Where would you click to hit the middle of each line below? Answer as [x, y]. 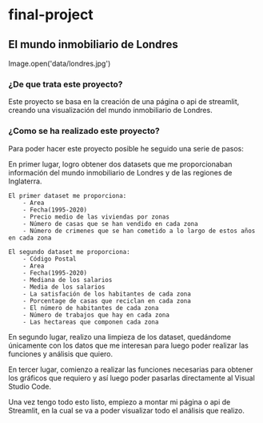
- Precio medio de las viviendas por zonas [96, 217]
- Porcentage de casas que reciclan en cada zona [107, 301]
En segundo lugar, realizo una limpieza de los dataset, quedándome [120, 336]
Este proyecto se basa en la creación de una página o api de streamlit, [124, 102]
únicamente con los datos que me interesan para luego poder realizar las [129, 345]
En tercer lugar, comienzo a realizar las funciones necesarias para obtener [131, 369]
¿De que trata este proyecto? [66, 84]
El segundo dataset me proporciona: [69, 252]
